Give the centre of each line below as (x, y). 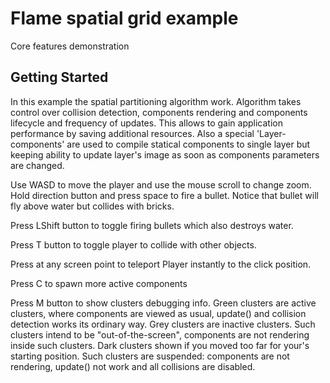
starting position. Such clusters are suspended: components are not (150, 356)
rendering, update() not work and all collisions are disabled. (133, 366)
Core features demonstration (70, 46)
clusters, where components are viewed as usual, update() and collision (158, 313)
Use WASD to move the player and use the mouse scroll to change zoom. (161, 184)
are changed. (37, 165)
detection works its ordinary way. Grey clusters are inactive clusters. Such (163, 324)
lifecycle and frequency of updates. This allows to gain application (146, 123)
